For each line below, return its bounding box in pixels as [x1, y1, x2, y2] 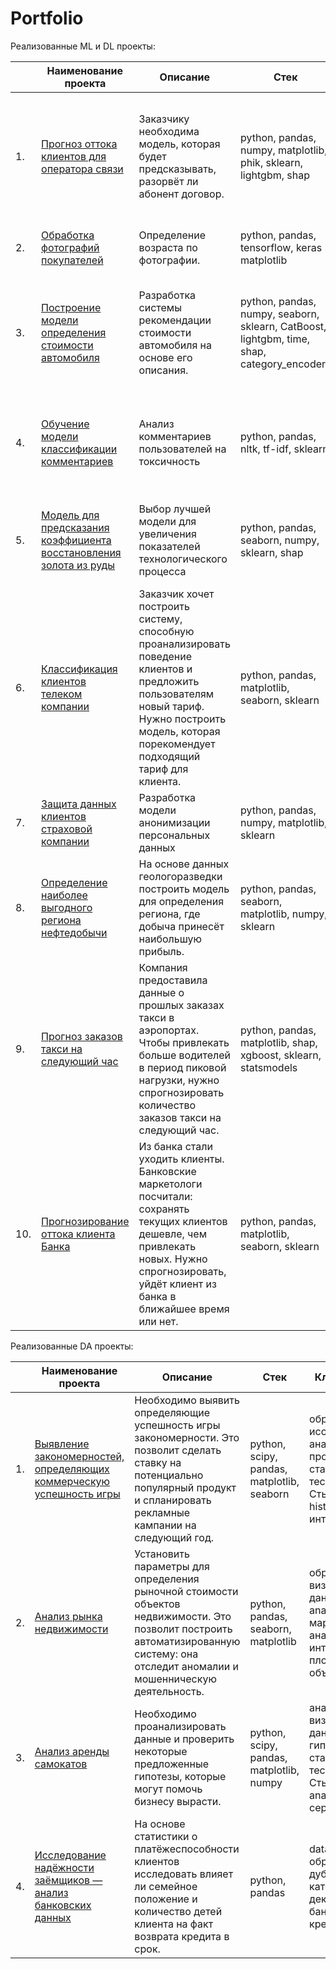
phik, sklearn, [239, 155, 304, 169]
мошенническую [134, 1672, 217, 1686]
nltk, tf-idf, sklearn [239, 442, 329, 456]
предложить [138, 674, 200, 688]
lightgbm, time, [239, 332, 311, 346]
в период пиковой [138, 1060, 227, 1074]
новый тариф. [138, 699, 205, 713]
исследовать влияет [134, 1867, 234, 1881]
